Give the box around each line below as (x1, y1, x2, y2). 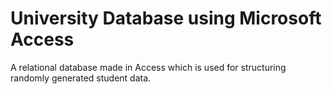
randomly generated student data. (10, 72, 152, 84)
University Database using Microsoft (10, 7, 322, 30)
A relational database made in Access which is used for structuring (10, 61, 287, 73)
